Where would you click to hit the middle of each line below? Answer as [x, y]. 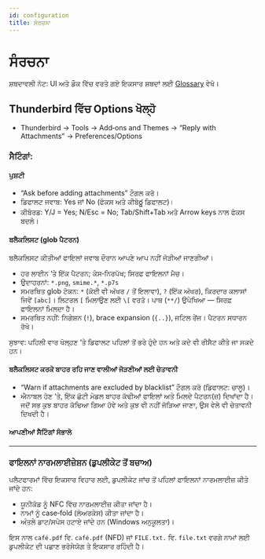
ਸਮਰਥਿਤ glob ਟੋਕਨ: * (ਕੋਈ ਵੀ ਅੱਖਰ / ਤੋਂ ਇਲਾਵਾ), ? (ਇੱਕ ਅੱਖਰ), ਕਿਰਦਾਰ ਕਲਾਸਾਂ [133, 290]
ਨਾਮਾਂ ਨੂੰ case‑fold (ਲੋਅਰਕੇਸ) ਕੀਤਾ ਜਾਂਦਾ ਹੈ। [82, 513]
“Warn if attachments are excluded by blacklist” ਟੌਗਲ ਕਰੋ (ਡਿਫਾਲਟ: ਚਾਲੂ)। [135, 387]
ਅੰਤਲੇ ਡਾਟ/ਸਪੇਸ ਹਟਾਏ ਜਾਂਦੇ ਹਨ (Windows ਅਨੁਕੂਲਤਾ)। [98, 522]
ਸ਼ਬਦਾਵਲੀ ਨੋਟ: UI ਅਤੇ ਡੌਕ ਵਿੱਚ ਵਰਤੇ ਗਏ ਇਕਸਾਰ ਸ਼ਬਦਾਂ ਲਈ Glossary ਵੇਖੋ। [114, 84]
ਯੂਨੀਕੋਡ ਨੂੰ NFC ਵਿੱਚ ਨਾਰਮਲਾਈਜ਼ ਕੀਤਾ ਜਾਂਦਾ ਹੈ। [86, 504]
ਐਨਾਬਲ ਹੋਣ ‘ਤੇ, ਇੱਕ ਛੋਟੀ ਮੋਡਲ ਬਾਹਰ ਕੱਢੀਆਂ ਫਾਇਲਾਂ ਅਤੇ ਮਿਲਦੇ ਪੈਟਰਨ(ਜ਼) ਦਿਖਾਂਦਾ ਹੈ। [137, 396]
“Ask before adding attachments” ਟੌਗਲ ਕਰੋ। [90, 193]
